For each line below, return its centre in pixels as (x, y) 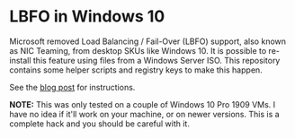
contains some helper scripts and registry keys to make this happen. (136, 70)
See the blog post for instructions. (72, 87)
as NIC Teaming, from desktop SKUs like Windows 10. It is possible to (138, 50)
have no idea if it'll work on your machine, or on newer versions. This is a (145, 114)
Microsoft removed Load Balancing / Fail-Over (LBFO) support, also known (147, 41)
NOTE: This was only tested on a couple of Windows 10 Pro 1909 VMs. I (143, 104)
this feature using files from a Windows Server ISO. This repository (156, 60)
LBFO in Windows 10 (87, 17)
